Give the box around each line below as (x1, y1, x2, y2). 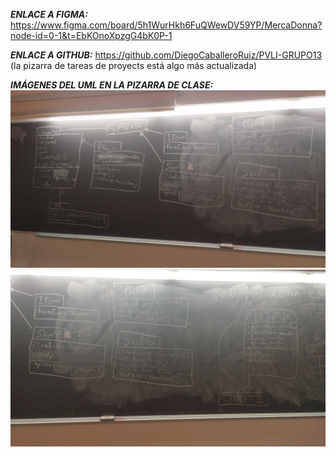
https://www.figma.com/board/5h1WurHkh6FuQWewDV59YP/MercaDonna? (10, 19, 323, 31)
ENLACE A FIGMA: (10, 9, 88, 20)
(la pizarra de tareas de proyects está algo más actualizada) (10, 60, 258, 71)
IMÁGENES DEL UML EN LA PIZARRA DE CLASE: (10, 79, 214, 91)
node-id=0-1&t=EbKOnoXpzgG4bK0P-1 (10, 30, 173, 41)
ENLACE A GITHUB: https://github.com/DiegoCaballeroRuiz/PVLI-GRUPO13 (10, 49, 323, 61)
